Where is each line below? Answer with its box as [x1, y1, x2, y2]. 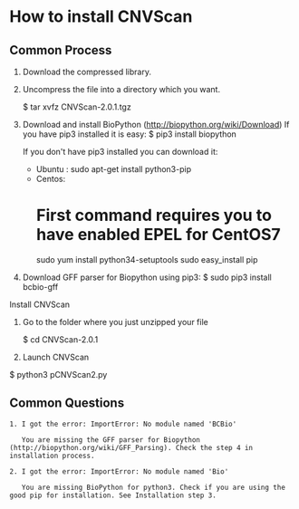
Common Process [9, 43, 112, 58]
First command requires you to [35, 206, 272, 226]
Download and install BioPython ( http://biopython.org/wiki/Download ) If [22, 120, 290, 130]
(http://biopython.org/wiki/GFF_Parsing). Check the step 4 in [9, 443, 254, 452]
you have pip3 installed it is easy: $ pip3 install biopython [22, 129, 237, 139]
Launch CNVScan [22, 351, 90, 362]
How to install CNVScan [9, 6, 193, 27]
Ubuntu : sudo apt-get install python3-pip [35, 164, 192, 174]
